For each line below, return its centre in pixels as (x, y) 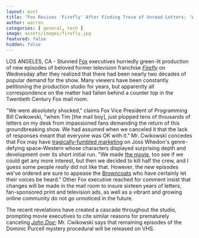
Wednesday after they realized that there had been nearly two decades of (96, 74)
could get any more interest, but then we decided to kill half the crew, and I (97, 161)
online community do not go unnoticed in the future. (70, 198)
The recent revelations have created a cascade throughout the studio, (91, 210)
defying (16, 148)
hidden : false (24, 45)
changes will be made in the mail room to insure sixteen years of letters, (94, 185)
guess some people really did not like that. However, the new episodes (92, 167)
